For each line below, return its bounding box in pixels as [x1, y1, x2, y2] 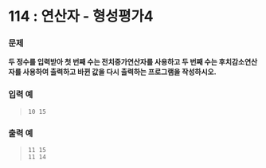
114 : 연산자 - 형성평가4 [8, 7, 154, 25]
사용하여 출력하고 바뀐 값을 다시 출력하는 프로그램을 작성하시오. [22, 67, 217, 76]
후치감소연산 [218, 57, 258, 67]
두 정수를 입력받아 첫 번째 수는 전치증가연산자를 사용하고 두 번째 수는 [8, 57, 217, 67]
